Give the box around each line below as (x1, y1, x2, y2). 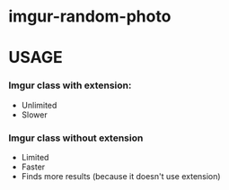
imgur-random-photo (8, 6, 172, 27)
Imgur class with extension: (8, 79, 132, 91)
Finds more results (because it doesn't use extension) (21, 170, 221, 181)
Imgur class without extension (8, 132, 144, 144)
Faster (21, 161, 46, 172)
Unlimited (21, 99, 57, 110)
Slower (21, 109, 48, 120)
